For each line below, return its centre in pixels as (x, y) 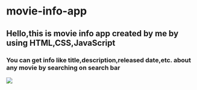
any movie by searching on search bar (63, 68)
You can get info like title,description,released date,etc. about (99, 60)
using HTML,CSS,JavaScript (61, 43)
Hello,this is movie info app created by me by (92, 34)
